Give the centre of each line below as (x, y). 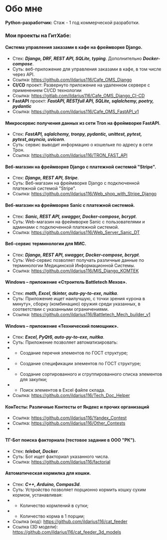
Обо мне (24, 9)
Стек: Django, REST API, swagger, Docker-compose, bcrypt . (76, 255)
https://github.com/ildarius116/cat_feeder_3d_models (67, 532)
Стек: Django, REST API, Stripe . (46, 178)
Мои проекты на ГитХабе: (38, 35)
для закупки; (33, 380)
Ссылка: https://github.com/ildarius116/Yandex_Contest (70, 418)
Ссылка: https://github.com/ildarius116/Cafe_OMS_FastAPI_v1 (76, 112)
